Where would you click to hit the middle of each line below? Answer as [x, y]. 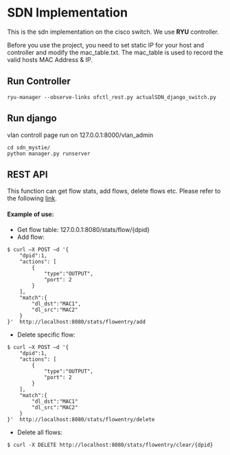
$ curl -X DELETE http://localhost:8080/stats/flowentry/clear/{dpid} [110, 445]
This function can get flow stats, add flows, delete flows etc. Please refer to [114, 191]
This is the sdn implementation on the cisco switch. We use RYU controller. [113, 32]
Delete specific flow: [46, 335]
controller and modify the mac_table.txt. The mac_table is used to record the [115, 52]
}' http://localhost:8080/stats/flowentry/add [77, 321]
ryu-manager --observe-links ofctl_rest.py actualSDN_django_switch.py [112, 97]
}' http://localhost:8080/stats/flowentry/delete [81, 419]
